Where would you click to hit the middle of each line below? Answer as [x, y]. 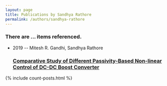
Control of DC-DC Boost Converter [56, 67]
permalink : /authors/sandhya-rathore [45, 19]
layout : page [19, 10]
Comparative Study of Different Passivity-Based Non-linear [87, 61]
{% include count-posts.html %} [39, 78]
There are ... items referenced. [44, 37]
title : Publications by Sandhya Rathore [49, 15]
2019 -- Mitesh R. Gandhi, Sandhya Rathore [58, 48]
